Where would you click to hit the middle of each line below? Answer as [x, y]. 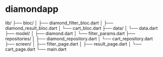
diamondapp [32, 9]
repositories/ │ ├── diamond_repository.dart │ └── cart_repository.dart [79, 39]
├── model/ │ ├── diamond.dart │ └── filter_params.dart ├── [70, 33]
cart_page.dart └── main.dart [36, 49]
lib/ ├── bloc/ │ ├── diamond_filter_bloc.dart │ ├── [59, 23]
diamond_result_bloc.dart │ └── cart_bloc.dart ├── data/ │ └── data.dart [81, 28]
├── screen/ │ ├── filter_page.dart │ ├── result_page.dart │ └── [74, 44]
